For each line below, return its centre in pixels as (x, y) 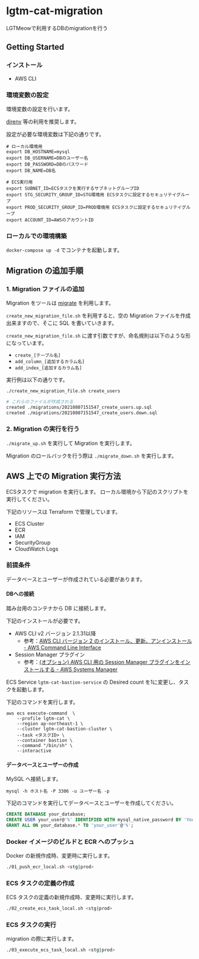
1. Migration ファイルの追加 (45, 289)
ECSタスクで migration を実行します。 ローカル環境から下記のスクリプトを (97, 491)
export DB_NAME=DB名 (31, 170)
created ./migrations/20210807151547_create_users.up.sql (79, 407)
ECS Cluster (29, 523)
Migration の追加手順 (45, 270)
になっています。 (27, 343)
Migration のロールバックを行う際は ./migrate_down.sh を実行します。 (92, 456)
